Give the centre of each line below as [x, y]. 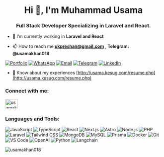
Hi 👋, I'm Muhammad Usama [83, 10]
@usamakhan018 [31, 54]
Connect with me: [27, 91]
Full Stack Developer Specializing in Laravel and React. [83, 26]
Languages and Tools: [32, 119]
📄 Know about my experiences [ [45, 73]
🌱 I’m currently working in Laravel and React [58, 36]
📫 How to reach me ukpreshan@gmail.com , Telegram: [71, 46]
